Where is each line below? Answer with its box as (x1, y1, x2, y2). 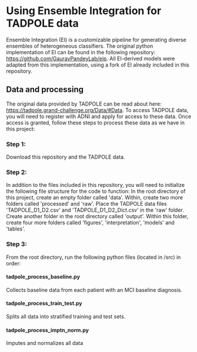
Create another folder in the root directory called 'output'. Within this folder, (6, 213, 189, 220)
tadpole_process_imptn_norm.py (6, 326, 89, 334)
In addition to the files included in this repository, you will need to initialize (6, 182, 185, 189)
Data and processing (6, 84, 84, 95)
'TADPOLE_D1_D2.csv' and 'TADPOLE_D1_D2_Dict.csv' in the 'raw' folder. (6, 206, 184, 213)
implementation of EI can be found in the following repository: (6, 48, 156, 55)
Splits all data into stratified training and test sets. (6, 313, 126, 320)
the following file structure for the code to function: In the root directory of (6, 187, 186, 195)
